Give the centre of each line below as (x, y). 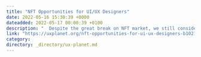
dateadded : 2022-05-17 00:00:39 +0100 (54, 23)
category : (19, 39)
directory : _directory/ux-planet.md (52, 45)
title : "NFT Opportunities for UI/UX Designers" (68, 12)
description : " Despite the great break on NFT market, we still (91, 28)
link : (13, 34)
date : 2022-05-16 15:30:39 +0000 (48, 17)
